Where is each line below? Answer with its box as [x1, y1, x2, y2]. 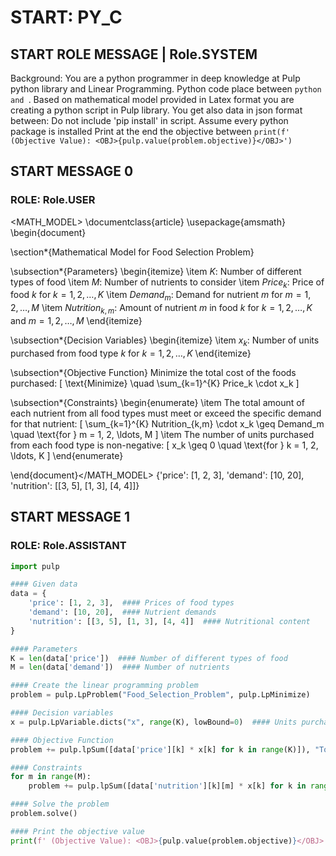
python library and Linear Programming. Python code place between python [10, 83, 322, 95]
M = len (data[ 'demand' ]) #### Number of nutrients [10, 662, 230, 673]
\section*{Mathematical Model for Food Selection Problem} [10, 246, 255, 258]
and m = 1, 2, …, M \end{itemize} [10, 315, 143, 327]
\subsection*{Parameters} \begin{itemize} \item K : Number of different [10, 265, 302, 277]
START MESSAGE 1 [10, 509, 131, 526]
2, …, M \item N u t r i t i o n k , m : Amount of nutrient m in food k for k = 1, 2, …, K [10, 302, 313, 316]
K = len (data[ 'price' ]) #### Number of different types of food [10, 653, 288, 663]
